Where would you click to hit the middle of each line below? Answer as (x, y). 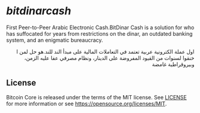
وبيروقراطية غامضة (173, 64)
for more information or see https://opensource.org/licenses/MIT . (87, 103)
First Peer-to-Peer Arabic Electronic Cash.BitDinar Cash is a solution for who (100, 27)
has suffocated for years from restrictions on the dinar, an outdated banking (99, 33)
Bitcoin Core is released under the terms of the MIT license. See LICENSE (96, 97)
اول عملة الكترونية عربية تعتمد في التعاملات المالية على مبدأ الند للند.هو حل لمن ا (105, 51)
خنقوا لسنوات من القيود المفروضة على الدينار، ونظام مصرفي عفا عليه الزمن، (109, 58)
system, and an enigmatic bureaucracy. (55, 40)
